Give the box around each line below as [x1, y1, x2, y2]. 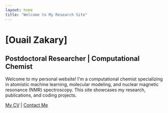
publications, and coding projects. [5, 92, 77, 98]
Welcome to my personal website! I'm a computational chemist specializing [5, 76, 163, 82]
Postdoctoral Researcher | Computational [5, 54, 140, 63]
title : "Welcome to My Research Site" [5, 12, 88, 17]
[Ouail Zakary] [5, 34, 68, 46]
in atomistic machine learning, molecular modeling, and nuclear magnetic [5, 81, 159, 87]
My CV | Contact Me [5, 102, 48, 108]
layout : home [5, 7, 33, 13]
